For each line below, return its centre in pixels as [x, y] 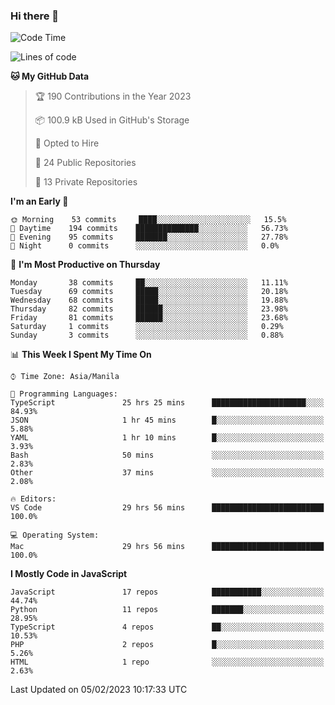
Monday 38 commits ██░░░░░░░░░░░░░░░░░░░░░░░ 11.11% [149, 283]
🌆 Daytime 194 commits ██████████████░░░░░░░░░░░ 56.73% [149, 229]
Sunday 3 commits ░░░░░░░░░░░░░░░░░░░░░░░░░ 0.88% [147, 335]
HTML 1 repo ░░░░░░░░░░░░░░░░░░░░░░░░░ [167, 662]
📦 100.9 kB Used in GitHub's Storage [112, 120]
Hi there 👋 [35, 16]
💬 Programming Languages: [64, 394]
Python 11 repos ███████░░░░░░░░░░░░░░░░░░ [167, 610]
